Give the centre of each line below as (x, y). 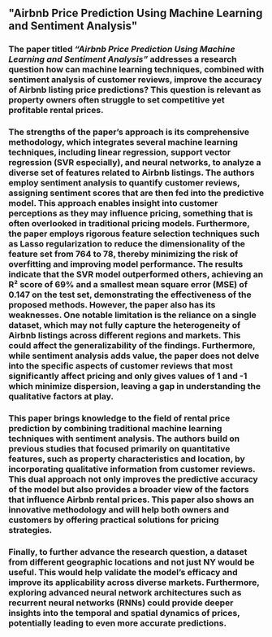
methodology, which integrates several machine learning (123, 142)
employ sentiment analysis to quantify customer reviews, (124, 183)
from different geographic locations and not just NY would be (132, 562)
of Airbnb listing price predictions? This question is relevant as (135, 90)
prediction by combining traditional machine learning (115, 429)
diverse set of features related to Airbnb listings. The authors (132, 172)
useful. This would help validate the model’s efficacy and (123, 573)
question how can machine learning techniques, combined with (136, 70)
